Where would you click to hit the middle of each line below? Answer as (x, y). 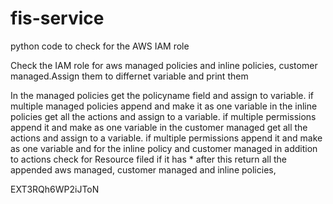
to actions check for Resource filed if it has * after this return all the (148, 159)
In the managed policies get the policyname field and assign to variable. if (162, 95)
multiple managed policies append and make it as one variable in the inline (164, 106)
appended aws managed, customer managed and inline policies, (143, 169)
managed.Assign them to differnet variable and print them (129, 76)
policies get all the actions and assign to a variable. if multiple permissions (163, 116)
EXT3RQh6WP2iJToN (55, 189)
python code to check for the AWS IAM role (100, 46)
